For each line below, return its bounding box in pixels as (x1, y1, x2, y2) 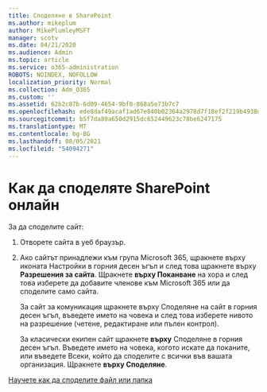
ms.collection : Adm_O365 (8, 85, 91, 94)
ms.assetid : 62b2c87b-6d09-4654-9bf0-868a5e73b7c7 (8, 100, 180, 108)
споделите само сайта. (19, 287, 99, 297)
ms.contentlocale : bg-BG (8, 130, 91, 138)
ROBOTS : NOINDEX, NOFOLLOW (8, 71, 98, 79)
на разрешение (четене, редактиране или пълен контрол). (19, 319, 220, 328)
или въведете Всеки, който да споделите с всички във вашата (19, 351, 233, 361)
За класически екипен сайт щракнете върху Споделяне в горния (19, 335, 243, 344)
